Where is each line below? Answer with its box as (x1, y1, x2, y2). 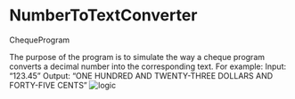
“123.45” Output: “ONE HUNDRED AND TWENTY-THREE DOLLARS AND (9, 70, 274, 80)
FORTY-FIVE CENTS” (9, 80, 87, 90)
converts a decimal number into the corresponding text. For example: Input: (9, 61, 287, 72)
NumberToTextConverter (9, 5, 198, 26)
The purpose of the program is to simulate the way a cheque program (9, 51, 266, 62)
